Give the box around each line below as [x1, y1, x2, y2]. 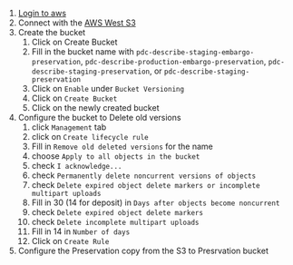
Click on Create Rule [31, 236, 110, 246]
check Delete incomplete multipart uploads [31, 217, 200, 227]
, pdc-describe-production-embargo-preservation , [80, 56, 267, 66]
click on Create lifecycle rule [31, 132, 149, 142]
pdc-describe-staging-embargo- [135, 48, 255, 57]
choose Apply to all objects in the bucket [31, 151, 200, 162]
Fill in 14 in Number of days [31, 226, 131, 237]
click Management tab [31, 122, 107, 132]
